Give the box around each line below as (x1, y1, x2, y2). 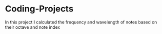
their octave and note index (5, 24, 60, 30)
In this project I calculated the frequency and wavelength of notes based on (5, 19, 157, 25)
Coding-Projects (5, 3, 74, 14)
